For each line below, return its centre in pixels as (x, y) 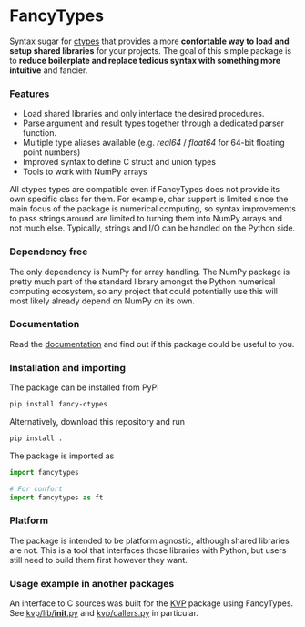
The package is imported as (62, 456)
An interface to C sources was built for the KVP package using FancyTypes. (152, 603)
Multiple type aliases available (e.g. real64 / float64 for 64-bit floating (153, 143)
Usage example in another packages (92, 583)
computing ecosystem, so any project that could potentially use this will (143, 291)
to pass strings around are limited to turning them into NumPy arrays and (146, 219)
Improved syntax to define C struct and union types (119, 162)
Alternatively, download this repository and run (97, 421)
